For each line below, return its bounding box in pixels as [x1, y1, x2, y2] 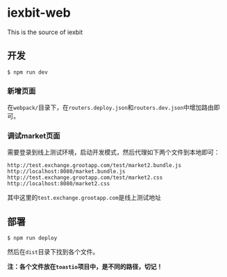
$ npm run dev [7, 68, 49, 76]
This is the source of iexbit [7, 28, 83, 36]
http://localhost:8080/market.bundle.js [7, 168, 126, 175]
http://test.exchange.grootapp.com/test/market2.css [7, 174, 163, 182]
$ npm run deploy [7, 235, 58, 242]
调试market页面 [7, 131, 60, 141]
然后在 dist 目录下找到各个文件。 [7, 248, 99, 256]
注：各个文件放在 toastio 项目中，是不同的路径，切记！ [7, 262, 163, 271]
